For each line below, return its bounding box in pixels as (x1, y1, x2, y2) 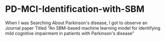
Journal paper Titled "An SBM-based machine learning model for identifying (5, 25, 161, 31)
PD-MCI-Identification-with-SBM (5, 3, 145, 15)
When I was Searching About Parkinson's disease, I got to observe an (5, 20, 148, 26)
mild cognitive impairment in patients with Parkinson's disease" (5, 30, 135, 36)
